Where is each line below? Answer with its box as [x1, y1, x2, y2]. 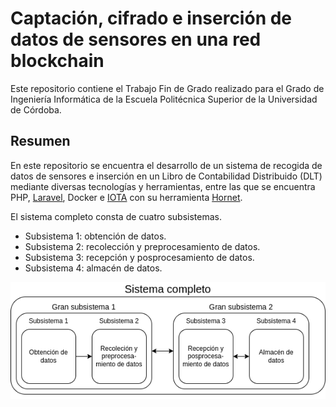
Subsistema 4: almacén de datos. [24, 262, 163, 274]
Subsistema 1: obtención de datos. [24, 230, 167, 242]
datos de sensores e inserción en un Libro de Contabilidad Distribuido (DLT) [10, 170, 323, 182]
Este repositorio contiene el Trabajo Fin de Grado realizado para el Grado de [10, 82, 325, 94]
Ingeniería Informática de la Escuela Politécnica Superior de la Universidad [10, 93, 318, 105]
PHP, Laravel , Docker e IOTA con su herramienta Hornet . [10, 191, 243, 203]
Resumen [10, 133, 71, 150]
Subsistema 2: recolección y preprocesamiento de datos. [24, 240, 261, 252]
